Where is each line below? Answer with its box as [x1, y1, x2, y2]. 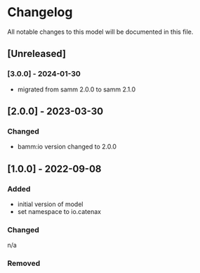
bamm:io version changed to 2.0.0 [17, 142, 117, 151]
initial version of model [17, 200, 84, 208]
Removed [7, 258, 41, 268]
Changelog [7, 4, 73, 20]
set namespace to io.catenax [17, 208, 102, 215]
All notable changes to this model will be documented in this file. [7, 27, 194, 36]
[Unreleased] [7, 48, 67, 60]
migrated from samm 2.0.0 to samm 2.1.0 [17, 85, 136, 94]
